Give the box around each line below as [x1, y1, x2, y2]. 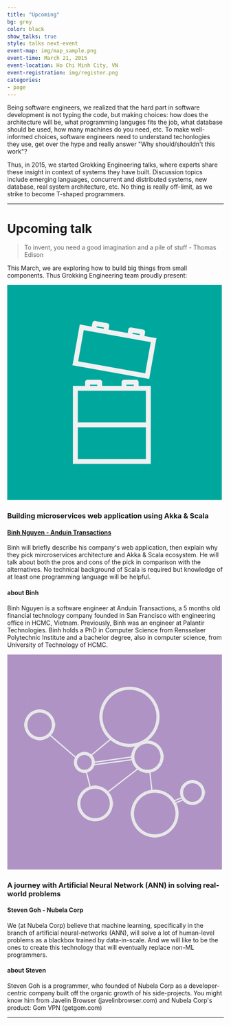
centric [7, 988, 27, 997]
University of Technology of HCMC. [7, 641, 109, 649]
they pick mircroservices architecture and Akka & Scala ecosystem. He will [7, 551, 219, 559]
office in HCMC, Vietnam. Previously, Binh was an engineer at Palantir [7, 619, 205, 627]
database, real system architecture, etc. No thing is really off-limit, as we [7, 183, 213, 191]
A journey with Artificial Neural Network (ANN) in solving [7, 880, 201, 890]
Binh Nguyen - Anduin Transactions [7, 528, 112, 537]
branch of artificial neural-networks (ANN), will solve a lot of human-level [7, 929, 215, 937]
